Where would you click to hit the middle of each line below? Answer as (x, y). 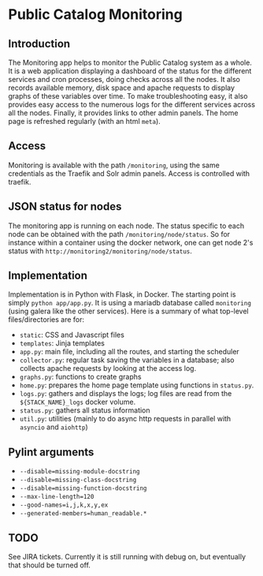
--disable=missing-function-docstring (83, 488)
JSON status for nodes (65, 207)
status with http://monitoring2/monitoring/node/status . (100, 251)
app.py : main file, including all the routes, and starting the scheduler (130, 352)
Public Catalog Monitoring (95, 15)
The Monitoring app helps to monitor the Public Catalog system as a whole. (130, 62)
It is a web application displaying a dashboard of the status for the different (130, 71)
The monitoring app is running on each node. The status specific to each (126, 226)
